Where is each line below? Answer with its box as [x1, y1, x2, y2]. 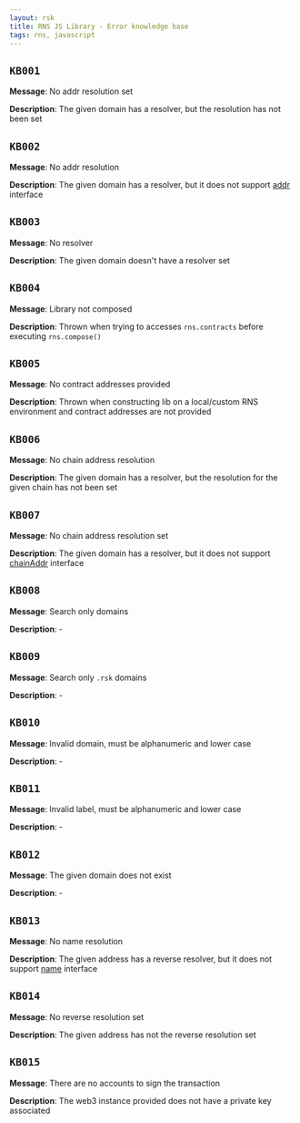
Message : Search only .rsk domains [9, 672, 147, 683]
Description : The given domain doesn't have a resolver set [9, 254, 230, 265]
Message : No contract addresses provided [9, 379, 171, 390]
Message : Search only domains [9, 605, 129, 616]
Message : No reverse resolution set [9, 1011, 145, 1022]
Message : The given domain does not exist [9, 870, 172, 881]
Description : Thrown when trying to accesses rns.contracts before [9, 321, 264, 332]
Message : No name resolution [9, 935, 124, 946]
